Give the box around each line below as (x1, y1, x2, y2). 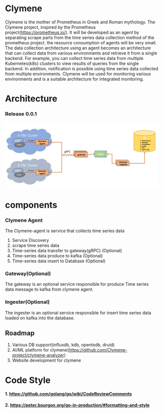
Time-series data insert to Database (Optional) (12, 258, 106, 264)
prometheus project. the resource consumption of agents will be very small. (5, 39, 157, 45)
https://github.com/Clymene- (69, 347, 127, 353)
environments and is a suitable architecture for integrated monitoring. (5, 76, 144, 82)
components (5, 199, 57, 210)
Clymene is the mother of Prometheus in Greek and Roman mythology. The (5, 19, 156, 25)
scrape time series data (12, 242, 60, 249)
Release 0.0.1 (5, 111, 37, 118)
